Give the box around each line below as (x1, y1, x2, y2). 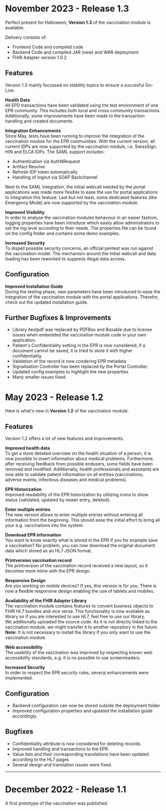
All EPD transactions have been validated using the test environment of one (5, 102, 159, 108)
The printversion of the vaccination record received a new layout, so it (5, 563, 148, 569)
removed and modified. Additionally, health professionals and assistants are (5, 466, 160, 472)
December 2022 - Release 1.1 (5, 784, 126, 795)
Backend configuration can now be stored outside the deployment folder (12, 702, 161, 708)
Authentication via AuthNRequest (12, 158, 80, 164)
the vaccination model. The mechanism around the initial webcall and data (5, 250, 157, 256)
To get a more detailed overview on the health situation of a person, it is (5, 450, 152, 457)
